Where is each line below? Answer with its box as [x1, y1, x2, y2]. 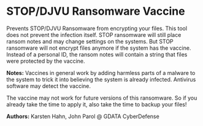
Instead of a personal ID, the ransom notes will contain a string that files [6, 50, 188, 58]
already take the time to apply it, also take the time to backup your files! [6, 100, 187, 108]
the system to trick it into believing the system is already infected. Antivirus [6, 76, 196, 83]
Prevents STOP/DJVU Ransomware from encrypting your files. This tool [6, 25, 188, 32]
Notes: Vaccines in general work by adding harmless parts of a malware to [6, 69, 196, 76]
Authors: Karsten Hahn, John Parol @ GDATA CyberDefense [6, 112, 159, 120]
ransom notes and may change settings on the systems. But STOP [6, 37, 174, 45]
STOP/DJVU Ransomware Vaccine [6, 4, 185, 18]
